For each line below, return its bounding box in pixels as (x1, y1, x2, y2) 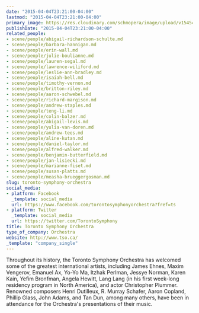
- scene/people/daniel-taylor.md (6, 140, 89, 147)
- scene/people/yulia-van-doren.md (6, 124, 94, 130)
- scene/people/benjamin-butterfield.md (6, 152, 108, 158)
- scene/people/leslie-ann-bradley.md (6, 69, 102, 75)
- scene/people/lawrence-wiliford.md (6, 63, 99, 70)
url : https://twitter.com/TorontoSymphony (11, 218, 118, 224)
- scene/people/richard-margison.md (6, 97, 97, 103)
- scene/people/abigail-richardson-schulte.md (6, 36, 123, 42)
